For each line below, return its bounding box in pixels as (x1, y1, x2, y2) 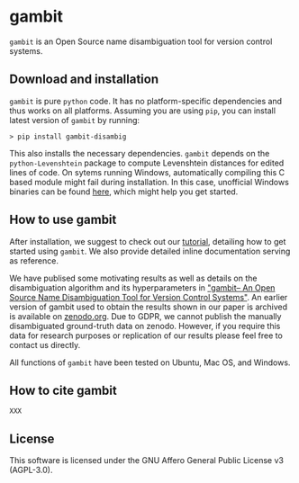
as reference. (9, 255, 59, 266)
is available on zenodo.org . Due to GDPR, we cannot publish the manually (9, 310, 282, 321)
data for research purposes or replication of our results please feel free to (9, 330, 284, 341)
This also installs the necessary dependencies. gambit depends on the (9, 148, 270, 158)
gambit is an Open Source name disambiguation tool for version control (9, 36, 273, 47)
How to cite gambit (9, 382, 117, 398)
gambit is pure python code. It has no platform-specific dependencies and (9, 95, 282, 106)
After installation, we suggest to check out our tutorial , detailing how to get (9, 236, 286, 246)
